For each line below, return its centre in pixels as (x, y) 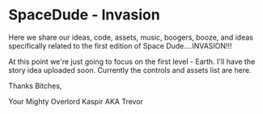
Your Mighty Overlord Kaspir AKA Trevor (76, 101)
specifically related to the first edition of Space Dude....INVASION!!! (120, 45)
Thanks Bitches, (35, 86)
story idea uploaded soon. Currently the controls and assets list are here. (130, 70)
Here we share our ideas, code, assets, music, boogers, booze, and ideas (131, 37)
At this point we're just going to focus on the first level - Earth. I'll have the (132, 61)
